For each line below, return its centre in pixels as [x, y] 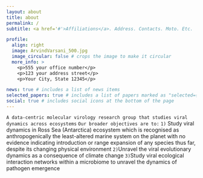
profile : [17, 40]
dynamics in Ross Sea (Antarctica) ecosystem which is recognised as [93, 130]
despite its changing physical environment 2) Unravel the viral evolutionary [99, 149]
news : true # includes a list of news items [63, 90]
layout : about [24, 12]
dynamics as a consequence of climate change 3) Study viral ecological [95, 155]
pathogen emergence [33, 168]
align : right [28, 45]
